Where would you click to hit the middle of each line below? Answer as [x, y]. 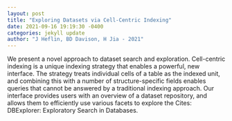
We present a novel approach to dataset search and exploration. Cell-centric [116, 59]
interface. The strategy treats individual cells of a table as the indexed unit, [114, 74]
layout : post [26, 13]
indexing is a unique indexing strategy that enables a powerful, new [104, 66]
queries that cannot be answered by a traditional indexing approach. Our [111, 89]
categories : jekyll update [46, 33]
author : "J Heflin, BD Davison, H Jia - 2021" [75, 39]
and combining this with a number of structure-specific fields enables [107, 81]
